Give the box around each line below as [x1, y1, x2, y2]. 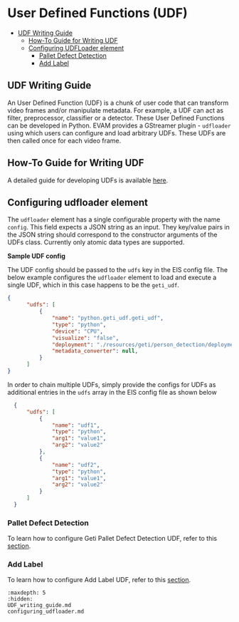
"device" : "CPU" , [52, 328, 103, 335]
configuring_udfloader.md [7, 608, 84, 616]
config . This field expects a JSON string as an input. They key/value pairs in [7, 223, 230, 232]
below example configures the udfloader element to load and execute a [7, 273, 217, 282]
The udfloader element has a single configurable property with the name [7, 215, 221, 224]
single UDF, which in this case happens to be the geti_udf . [7, 281, 180, 289]
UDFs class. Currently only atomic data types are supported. [7, 238, 185, 247]
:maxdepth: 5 [7, 589, 46, 596]
